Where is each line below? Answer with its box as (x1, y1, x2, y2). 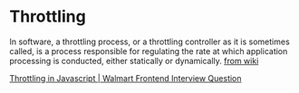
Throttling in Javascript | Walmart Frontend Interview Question (9, 72, 242, 83)
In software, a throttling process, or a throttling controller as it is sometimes (9, 36, 290, 47)
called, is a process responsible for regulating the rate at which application (9, 45, 288, 56)
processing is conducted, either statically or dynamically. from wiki (9, 55, 259, 66)
